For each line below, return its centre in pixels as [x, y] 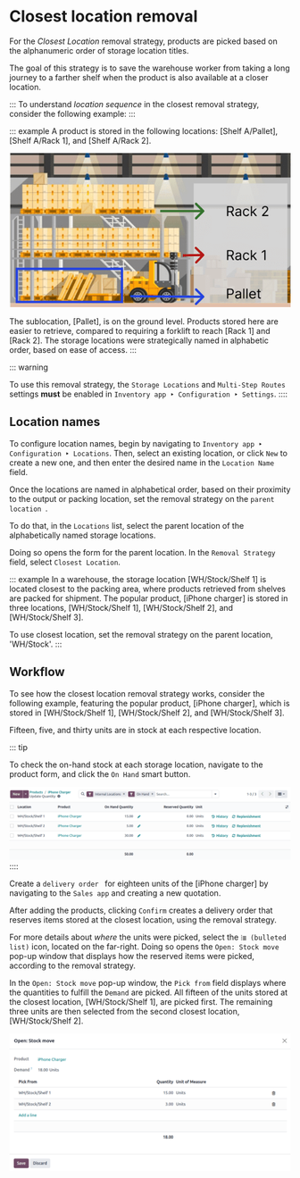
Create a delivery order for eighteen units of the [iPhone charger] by [139, 884]
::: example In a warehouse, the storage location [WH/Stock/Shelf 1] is [138, 579]
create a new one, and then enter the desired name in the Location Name [142, 463]
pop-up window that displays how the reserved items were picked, [132, 957]
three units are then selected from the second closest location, [125, 1012]
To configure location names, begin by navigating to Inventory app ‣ [136, 443]
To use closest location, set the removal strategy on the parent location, [141, 634]
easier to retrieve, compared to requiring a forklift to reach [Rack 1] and [140, 330]
